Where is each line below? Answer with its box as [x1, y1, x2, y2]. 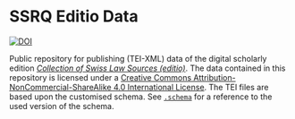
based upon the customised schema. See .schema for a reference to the [9, 91, 273, 102]
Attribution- [193, 72, 236, 82]
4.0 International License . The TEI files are [113, 81, 269, 92]
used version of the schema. [9, 100, 114, 111]
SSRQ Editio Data [9, 6, 139, 27]
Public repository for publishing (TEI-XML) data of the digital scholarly [9, 53, 267, 64]
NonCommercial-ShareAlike [9, 81, 112, 92]
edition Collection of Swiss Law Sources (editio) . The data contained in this [9, 63, 286, 73]
